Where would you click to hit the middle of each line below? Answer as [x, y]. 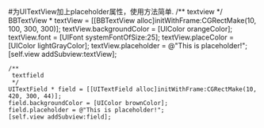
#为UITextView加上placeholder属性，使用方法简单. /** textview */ [116, 11]
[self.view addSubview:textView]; [63, 54]
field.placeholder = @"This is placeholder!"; [86, 110]
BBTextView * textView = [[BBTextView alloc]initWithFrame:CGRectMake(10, [132, 21]
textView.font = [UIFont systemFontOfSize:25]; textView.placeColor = [121, 37]
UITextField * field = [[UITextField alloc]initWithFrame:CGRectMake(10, [133, 89]
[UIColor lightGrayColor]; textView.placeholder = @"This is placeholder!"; [128, 45]
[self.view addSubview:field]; [60, 117]
